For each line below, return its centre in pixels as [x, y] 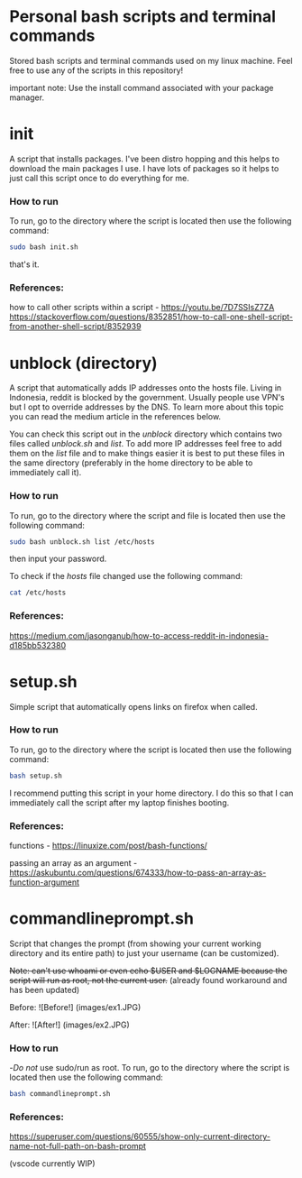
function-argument [44, 882]
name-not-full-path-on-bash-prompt [78, 1146]
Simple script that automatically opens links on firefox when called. [134, 706]
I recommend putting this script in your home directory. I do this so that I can [151, 793]
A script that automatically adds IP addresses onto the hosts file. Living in [146, 388]
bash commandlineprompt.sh [60, 1094]
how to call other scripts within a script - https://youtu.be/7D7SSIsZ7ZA [142, 308]
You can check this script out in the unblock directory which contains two [146, 434]
